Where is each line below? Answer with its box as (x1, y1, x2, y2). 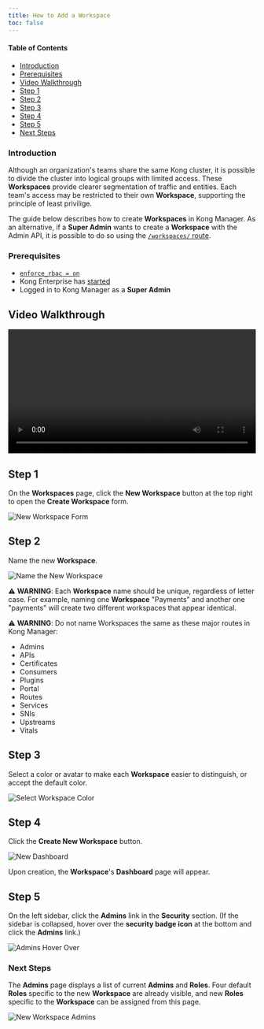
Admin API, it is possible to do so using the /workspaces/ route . (8, 231, 211, 240)
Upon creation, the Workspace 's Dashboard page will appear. (8, 867, 211, 877)
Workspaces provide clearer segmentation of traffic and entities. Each (8, 182, 237, 191)
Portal (19, 683, 39, 693)
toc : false (8, 19, 44, 27)
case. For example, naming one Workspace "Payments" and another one (8, 594, 245, 604)
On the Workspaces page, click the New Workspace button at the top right (8, 488, 253, 497)
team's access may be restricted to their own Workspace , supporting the (8, 191, 246, 199)
